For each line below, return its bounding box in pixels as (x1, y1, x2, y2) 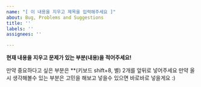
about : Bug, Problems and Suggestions (6, 14, 104, 21)
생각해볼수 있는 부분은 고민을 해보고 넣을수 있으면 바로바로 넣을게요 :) (12, 74, 176, 82)
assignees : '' (6, 31, 42, 37)
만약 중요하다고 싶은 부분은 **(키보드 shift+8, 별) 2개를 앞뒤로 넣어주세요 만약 (6, 67, 189, 74)
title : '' (6, 20, 31, 26)
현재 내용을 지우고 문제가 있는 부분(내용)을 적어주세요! (6, 54, 132, 61)
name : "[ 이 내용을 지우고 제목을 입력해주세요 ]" (6, 8, 116, 15)
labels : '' (6, 25, 34, 32)
